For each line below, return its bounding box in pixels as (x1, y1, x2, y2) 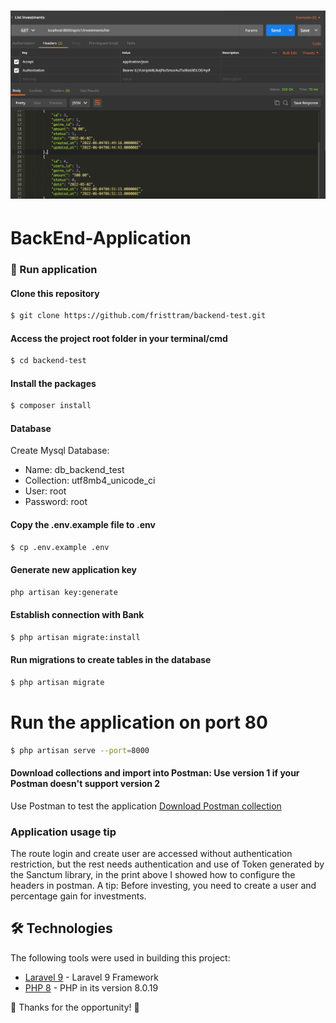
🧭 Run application (10, 263, 98, 277)
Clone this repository (10, 287, 100, 299)
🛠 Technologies (10, 920, 113, 937)
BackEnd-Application (10, 227, 192, 250)
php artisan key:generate (10, 587, 118, 597)
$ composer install (10, 401, 92, 411)
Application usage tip (10, 825, 117, 839)
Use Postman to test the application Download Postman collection (10, 800, 282, 812)
